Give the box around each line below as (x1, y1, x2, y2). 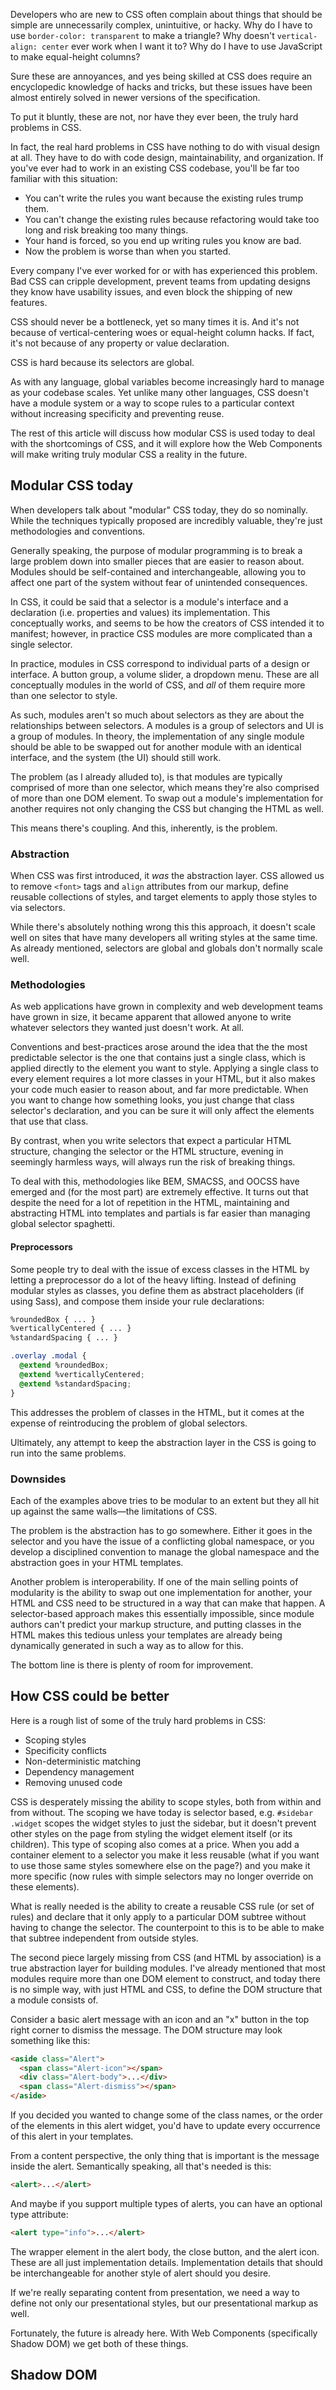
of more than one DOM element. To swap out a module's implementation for (10, 792, 324, 804)
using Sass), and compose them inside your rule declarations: (10, 1295, 265, 1307)
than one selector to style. (10, 689, 118, 701)
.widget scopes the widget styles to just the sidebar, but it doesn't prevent (10, 1817, 317, 1829)
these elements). (10, 1880, 80, 1893)
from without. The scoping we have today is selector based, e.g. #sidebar (10, 1806, 314, 1818)
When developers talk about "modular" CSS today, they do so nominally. (10, 504, 309, 516)
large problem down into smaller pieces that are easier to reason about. (10, 555, 305, 567)
